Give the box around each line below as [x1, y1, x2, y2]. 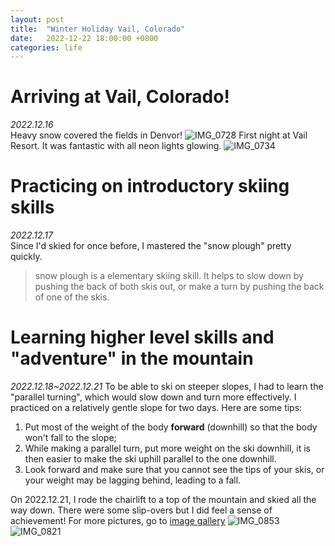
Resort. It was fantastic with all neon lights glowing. [10, 140, 222, 152]
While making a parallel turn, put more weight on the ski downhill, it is [24, 442, 311, 455]
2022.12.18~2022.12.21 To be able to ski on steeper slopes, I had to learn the [10, 381, 324, 393]
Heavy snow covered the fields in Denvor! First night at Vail [10, 129, 308, 141]
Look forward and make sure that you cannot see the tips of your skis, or [24, 464, 325, 476]
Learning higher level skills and [10, 326, 275, 349]
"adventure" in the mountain [10, 347, 254, 370]
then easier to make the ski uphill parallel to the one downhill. [24, 453, 277, 465]
